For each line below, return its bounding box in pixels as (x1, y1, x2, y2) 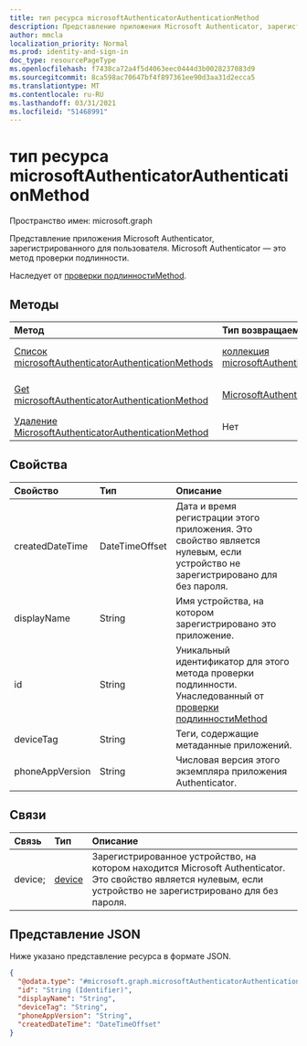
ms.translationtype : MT (9, 81, 101, 91)
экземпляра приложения (175, 764, 288, 777)
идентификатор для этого (175, 655, 290, 667)
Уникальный (175, 644, 230, 656)
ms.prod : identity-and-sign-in (9, 48, 129, 57)
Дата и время (175, 499, 238, 512)
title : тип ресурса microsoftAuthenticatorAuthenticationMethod (9, 13, 259, 23)
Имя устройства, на (175, 594, 264, 607)
